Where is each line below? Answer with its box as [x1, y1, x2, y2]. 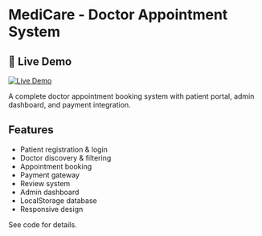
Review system [19, 178, 71, 188]
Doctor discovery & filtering [19, 153, 112, 162]
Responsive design [19, 204, 84, 214]
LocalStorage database [19, 195, 98, 205]
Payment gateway [19, 170, 80, 180]
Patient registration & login [19, 144, 108, 154]
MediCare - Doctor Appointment [8, 6, 228, 24]
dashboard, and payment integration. [8, 100, 131, 109]
